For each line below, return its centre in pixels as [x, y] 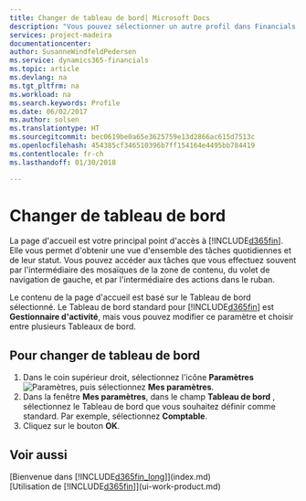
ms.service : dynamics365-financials [79, 60]
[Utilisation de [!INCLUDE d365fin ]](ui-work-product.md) [115, 486]
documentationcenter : [51, 43]
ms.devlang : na [38, 78]
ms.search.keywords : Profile [65, 103]
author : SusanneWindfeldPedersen [73, 52]
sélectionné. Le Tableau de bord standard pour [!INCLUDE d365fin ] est [142, 307]
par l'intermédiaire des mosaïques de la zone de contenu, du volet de [140, 270]
